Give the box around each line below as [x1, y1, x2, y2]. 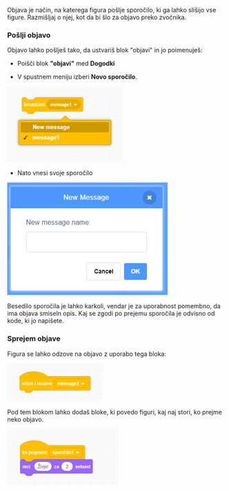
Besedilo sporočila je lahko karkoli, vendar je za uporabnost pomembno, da [7, 302, 221, 310]
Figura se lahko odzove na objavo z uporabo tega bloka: [7, 350, 167, 358]
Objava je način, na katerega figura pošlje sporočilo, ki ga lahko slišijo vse [7, 6, 217, 14]
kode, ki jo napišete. [7, 317, 64, 325]
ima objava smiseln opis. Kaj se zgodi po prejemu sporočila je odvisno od [7, 310, 215, 318]
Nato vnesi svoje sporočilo [17, 169, 93, 177]
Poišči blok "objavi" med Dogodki [17, 59, 115, 68]
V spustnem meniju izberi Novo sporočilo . [17, 72, 138, 81]
